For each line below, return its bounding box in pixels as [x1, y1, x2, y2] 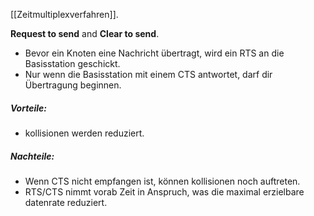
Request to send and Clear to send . [10, 28, 160, 39]
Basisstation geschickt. [24, 58, 121, 69]
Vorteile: [10, 102, 47, 114]
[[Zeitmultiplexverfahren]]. [10, 9, 119, 20]
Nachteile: [10, 150, 55, 162]
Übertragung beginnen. [24, 79, 122, 91]
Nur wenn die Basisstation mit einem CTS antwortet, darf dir [24, 69, 273, 80]
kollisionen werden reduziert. [24, 127, 145, 139]
